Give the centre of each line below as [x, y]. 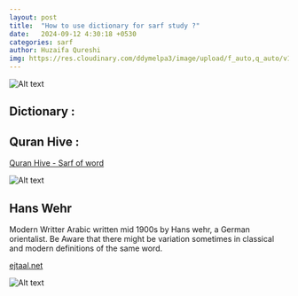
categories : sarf [41, 42]
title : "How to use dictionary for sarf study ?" [105, 26]
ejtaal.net [26, 266]
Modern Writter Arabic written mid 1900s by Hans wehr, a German [130, 230]
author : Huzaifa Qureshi [55, 51]
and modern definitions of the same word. [86, 248]
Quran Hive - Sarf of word [57, 163]
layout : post [33, 17]
